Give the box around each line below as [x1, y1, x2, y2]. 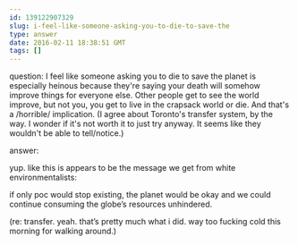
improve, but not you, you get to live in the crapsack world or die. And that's [9, 99, 289, 110]
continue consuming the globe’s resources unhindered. [9, 199, 213, 210]
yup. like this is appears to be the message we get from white [9, 163, 236, 173]
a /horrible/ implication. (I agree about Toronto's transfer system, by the [9, 109, 274, 120]
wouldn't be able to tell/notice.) [9, 128, 124, 139]
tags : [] [9, 46, 42, 55]
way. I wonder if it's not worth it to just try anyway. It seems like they [9, 118, 261, 130]
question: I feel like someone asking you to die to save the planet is [9, 71, 257, 81]
